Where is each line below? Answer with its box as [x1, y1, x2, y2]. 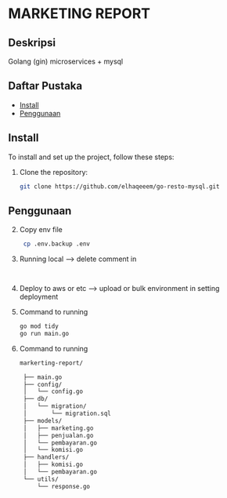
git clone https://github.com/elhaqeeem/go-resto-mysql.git [19, 182, 220, 191]
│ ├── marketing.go [23, 424, 94, 432]
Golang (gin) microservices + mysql [8, 56, 124, 66]
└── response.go [37, 482, 90, 490]
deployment [19, 292, 59, 302]
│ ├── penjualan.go [23, 431, 94, 439]
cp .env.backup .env [23, 240, 90, 248]
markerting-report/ [19, 358, 84, 367]
